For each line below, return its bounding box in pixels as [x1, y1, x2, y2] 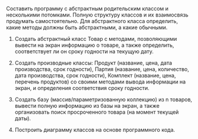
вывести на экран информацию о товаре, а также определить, [14, 41, 174, 49]
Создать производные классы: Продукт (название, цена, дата [14, 59, 173, 66]
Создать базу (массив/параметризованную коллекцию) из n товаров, [14, 96, 193, 103]
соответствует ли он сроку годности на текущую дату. [14, 48, 154, 55]
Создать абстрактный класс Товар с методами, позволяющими [14, 35, 177, 42]
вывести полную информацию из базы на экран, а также [14, 102, 160, 109]
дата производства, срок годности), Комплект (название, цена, [14, 72, 176, 79]
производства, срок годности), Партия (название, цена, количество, [14, 66, 190, 73]
